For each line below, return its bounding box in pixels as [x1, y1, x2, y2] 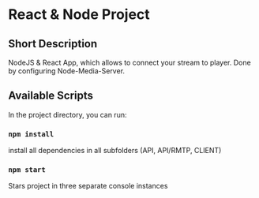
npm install [8, 129, 54, 139]
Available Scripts [8, 89, 93, 103]
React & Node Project [8, 6, 150, 24]
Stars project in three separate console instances [8, 181, 168, 191]
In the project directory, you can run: [8, 110, 127, 119]
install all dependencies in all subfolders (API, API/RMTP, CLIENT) [8, 146, 222, 155]
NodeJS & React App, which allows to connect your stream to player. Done [8, 58, 251, 67]
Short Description [8, 37, 98, 50]
